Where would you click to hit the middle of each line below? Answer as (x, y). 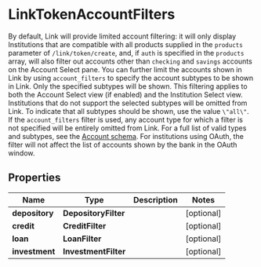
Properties (34, 178)
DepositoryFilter (94, 213)
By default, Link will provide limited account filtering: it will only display (122, 36)
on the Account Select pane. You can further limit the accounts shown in (125, 69)
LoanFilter (82, 239)
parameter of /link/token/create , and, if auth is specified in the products (126, 53)
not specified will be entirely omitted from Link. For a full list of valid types (127, 128)
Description (155, 199)
